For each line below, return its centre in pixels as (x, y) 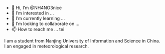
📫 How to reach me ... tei (38, 29)
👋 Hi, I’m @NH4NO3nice (37, 8)
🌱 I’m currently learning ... (38, 18)
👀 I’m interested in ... (33, 13)
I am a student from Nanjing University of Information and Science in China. (82, 41)
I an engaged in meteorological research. (47, 46)
